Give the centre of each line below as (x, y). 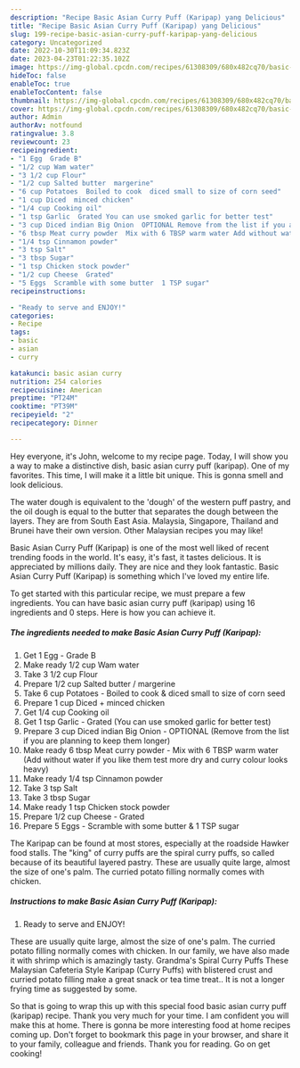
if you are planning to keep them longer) (97, 741)
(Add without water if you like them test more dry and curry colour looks (155, 759)
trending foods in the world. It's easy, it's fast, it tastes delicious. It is (136, 557)
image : (22, 68)
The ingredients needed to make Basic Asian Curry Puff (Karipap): (136, 633)
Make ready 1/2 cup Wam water (81, 665)
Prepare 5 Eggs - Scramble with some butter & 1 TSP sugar (131, 825)
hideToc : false (38, 76)
